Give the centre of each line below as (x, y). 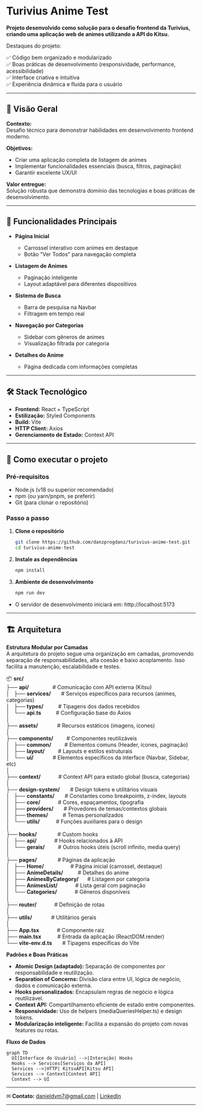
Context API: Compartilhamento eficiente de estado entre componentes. (105, 1004)
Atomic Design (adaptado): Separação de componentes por (90, 966)
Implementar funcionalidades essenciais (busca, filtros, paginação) (98, 166)
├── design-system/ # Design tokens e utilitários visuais (82, 789)
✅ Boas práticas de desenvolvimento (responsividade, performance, (91, 64)
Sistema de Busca (38, 296)
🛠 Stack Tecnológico (47, 391)
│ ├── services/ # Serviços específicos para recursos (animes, (91, 693)
